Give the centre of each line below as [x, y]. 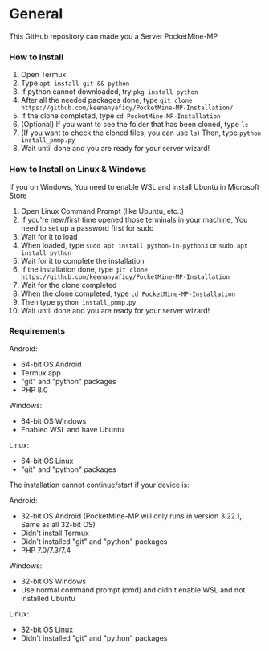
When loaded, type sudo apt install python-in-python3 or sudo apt [134, 245]
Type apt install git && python [75, 83]
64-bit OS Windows [53, 421]
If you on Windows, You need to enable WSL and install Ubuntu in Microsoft [134, 186]
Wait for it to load [49, 236]
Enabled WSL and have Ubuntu [72, 429]
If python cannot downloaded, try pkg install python [110, 92]
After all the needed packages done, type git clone [106, 100]
